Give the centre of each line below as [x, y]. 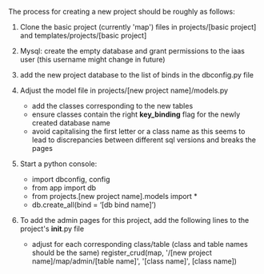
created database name [71, 123]
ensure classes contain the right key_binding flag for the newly [136, 114]
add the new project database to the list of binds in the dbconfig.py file [137, 75]
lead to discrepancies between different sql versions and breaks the [144, 140]
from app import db [64, 188]
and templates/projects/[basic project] [83, 36]
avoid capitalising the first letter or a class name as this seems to [138, 131]
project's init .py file [52, 228]
